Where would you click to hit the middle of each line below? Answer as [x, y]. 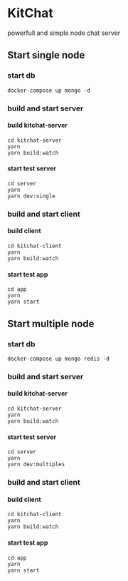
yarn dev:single [31, 196]
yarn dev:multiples [36, 465]
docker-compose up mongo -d [49, 91]
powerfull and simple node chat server [64, 33]
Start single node [46, 55]
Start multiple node [51, 323]
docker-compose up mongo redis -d [59, 359]
